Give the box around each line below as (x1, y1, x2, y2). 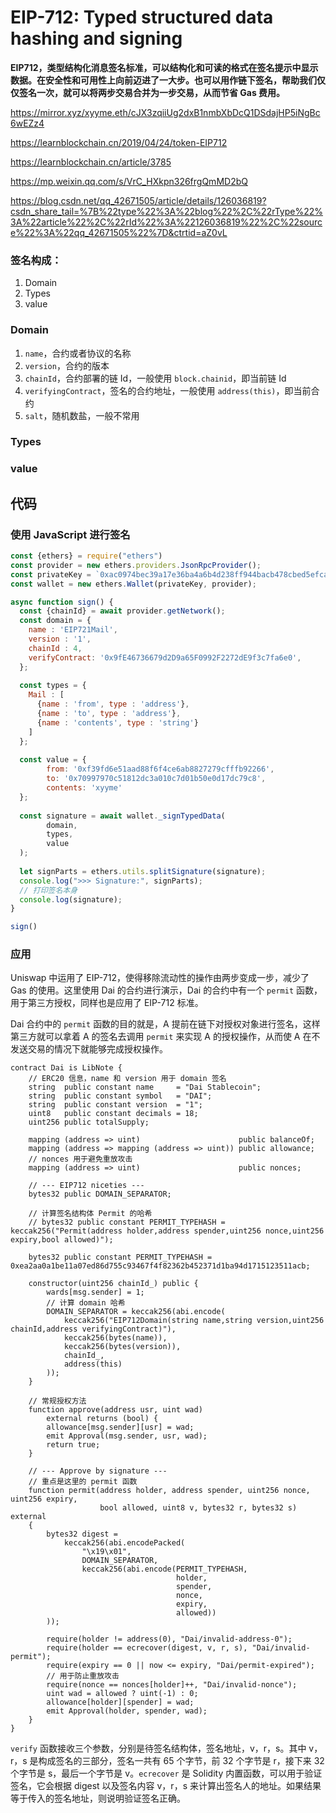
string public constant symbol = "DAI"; (28, 1091, 213, 1101)
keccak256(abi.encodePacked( (63, 1538, 186, 1548)
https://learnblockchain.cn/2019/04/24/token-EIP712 (10, 136, 228, 148)
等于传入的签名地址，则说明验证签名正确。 (10, 1792, 186, 1805)
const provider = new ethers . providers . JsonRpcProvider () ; (10, 560, 262, 570)
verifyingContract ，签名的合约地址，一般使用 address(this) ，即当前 (24, 384, 312, 396)
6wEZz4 (10, 117, 45, 129)
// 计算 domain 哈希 (46, 1298, 126, 1308)
